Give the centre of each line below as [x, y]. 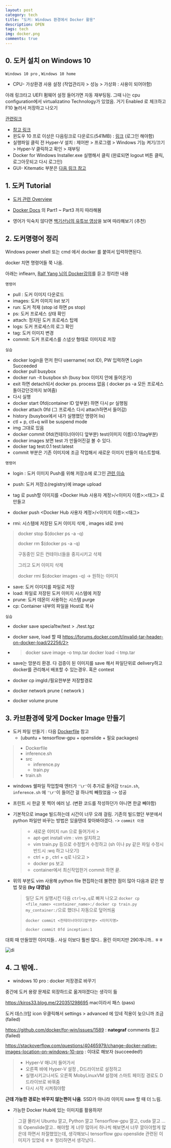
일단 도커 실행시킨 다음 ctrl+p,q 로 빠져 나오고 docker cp [82, 898]
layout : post [19, 10]
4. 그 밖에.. [22, 967]
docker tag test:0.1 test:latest [43, 446]
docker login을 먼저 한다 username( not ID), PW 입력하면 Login [77, 360]
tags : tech [17, 29]
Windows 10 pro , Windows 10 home [40, 73]
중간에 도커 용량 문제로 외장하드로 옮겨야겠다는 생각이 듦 [61, 992]
